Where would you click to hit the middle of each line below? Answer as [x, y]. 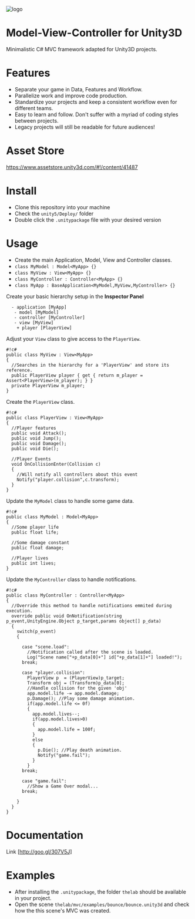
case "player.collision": [53, 673]
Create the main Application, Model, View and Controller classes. [93, 260]
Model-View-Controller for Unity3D [94, 33]
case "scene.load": [45, 647]
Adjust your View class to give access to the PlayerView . [73, 338]
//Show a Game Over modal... [63, 786]
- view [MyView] [34, 322]
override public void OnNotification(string [67, 616]
